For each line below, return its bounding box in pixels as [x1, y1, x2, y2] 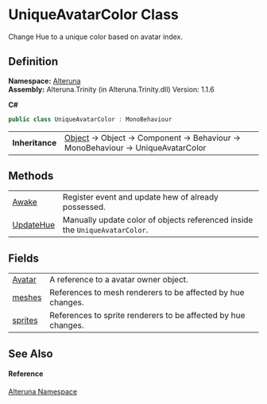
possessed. [62, 201, 106, 212]
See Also [8, 347, 53, 360]
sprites [12, 315, 38, 326]
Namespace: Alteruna [8, 76, 81, 85]
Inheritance [12, 137, 57, 148]
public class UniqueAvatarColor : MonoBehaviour [8, 115, 172, 123]
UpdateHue [12, 219, 56, 231]
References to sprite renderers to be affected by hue [49, 310, 246, 321]
